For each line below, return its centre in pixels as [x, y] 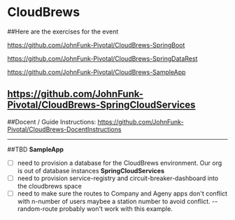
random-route [37, 208]
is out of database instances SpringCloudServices [91, 170]
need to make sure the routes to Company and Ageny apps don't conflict [122, 193]
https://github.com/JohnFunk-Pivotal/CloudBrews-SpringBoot [96, 45]
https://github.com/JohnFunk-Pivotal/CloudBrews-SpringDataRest [102, 58]
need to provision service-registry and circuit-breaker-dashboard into [118, 178]
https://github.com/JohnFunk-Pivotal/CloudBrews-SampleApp [97, 72]
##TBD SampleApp [36, 149]
